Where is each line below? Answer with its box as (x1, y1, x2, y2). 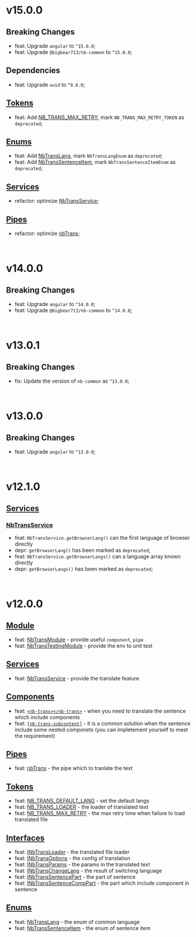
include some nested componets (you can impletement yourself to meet (14, 726, 188, 733)
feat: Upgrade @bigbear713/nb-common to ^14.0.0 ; (14, 307, 133, 314)
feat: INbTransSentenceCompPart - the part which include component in (14, 880, 190, 887)
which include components (14, 713, 80, 721)
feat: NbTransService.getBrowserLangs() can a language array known (14, 553, 181, 560)
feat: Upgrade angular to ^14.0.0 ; (14, 301, 95, 308)
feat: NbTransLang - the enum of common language (14, 918, 140, 925)
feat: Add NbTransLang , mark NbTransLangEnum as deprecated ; (14, 152, 163, 159)
